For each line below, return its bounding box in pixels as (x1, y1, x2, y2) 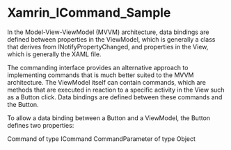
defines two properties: (7, 121, 74, 129)
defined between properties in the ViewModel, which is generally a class (7, 35, 216, 43)
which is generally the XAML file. (7, 50, 102, 58)
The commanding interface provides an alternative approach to (7, 63, 189, 72)
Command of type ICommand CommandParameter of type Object (7, 134, 196, 143)
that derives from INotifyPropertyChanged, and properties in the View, (7, 42, 209, 51)
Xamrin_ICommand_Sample (7, 5, 171, 21)
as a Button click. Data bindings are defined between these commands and (7, 92, 223, 101)
